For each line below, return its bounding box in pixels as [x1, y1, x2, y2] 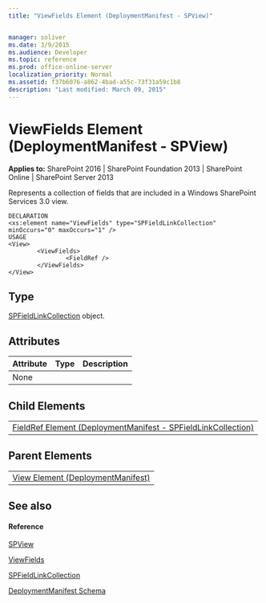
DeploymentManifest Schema [8, 586, 107, 596]
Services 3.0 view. [8, 196, 69, 206]
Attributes [8, 334, 60, 348]
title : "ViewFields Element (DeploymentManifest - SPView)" [8, 11, 214, 20]
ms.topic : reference [8, 55, 78, 64]
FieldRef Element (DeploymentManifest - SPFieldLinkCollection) [12, 422, 255, 433]
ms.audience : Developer [8, 48, 88, 56]
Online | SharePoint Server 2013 [8, 172, 114, 181]
